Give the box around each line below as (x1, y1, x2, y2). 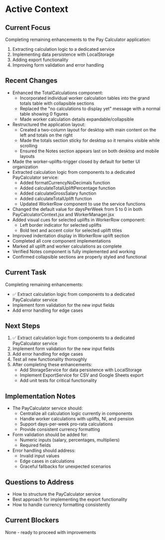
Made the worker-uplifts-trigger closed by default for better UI (12, 158, 140, 164)
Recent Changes (5, 76, 58, 85)
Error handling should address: (12, 447, 76, 454)
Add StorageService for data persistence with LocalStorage (19, 367, 142, 373)
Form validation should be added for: (12, 432, 88, 438)
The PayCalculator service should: (12, 405, 83, 411)
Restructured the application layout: (12, 121, 86, 128)
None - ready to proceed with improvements (5, 529, 96, 535)
